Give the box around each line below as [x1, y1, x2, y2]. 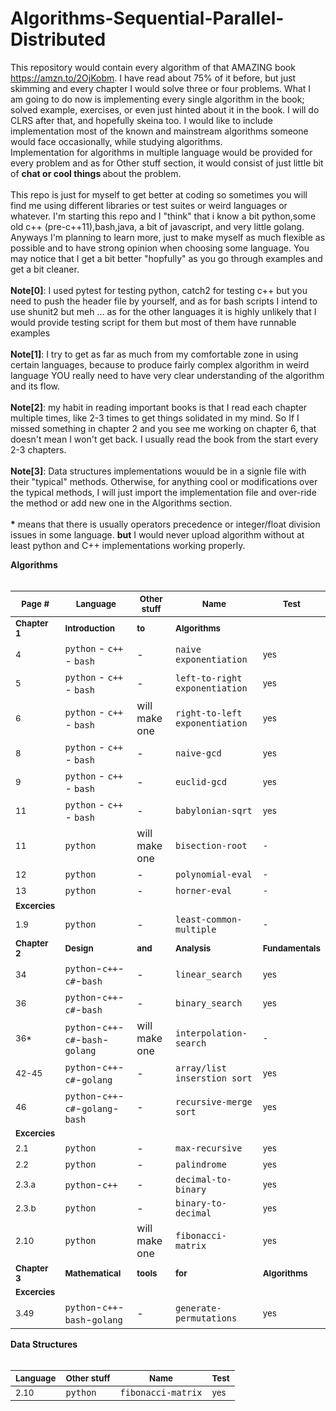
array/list [174, 1062, 227, 1074]
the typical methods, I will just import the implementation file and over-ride [10, 486, 317, 498]
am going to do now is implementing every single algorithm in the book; [10, 93, 305, 105]
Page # [21, 598, 50, 609]
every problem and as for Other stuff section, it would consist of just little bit [10, 157, 324, 169]
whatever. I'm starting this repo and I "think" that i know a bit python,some [10, 210, 317, 222]
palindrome [174, 1158, 227, 1170]
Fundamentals [262, 942, 321, 954]
